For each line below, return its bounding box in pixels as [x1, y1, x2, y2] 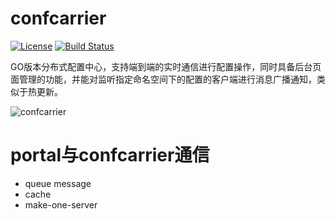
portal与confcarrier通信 [10, 144, 210, 167]
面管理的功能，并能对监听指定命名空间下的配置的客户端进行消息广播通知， [10, 73, 317, 85]
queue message [24, 177, 92, 189]
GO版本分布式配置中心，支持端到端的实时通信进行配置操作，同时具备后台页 [10, 60, 322, 72]
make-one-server [24, 198, 98, 211]
